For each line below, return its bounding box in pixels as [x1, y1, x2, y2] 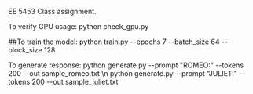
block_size [8, 45, 42, 54]
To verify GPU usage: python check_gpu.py [8, 22, 149, 31]
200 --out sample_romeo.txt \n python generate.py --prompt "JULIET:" [8, 69, 238, 78]
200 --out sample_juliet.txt [31, 78, 119, 86]
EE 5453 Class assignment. [8, 7, 97, 16]
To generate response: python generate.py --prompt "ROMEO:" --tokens [8, 60, 244, 70]
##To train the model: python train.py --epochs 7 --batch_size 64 [8, 37, 220, 46]
